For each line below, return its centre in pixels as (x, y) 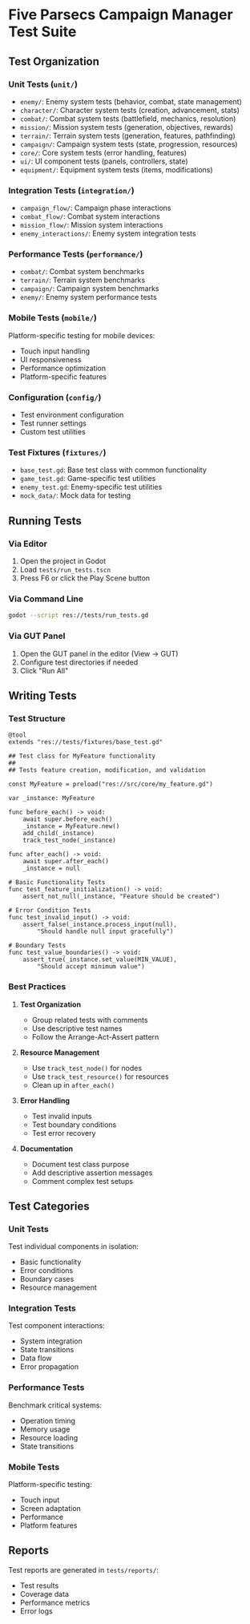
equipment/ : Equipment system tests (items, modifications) (117, 169)
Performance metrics (55, 1602)
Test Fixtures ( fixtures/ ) (57, 452)
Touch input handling (55, 351)
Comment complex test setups (83, 1181)
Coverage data (44, 1594)
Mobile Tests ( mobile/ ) (53, 318)
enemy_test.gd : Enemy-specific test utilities (91, 487)
